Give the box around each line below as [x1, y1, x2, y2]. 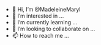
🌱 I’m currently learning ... [12, 19, 78, 26]
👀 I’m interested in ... [12, 12, 64, 19]
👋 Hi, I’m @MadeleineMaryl [12, 6, 81, 13]
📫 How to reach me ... [12, 32, 69, 39]
